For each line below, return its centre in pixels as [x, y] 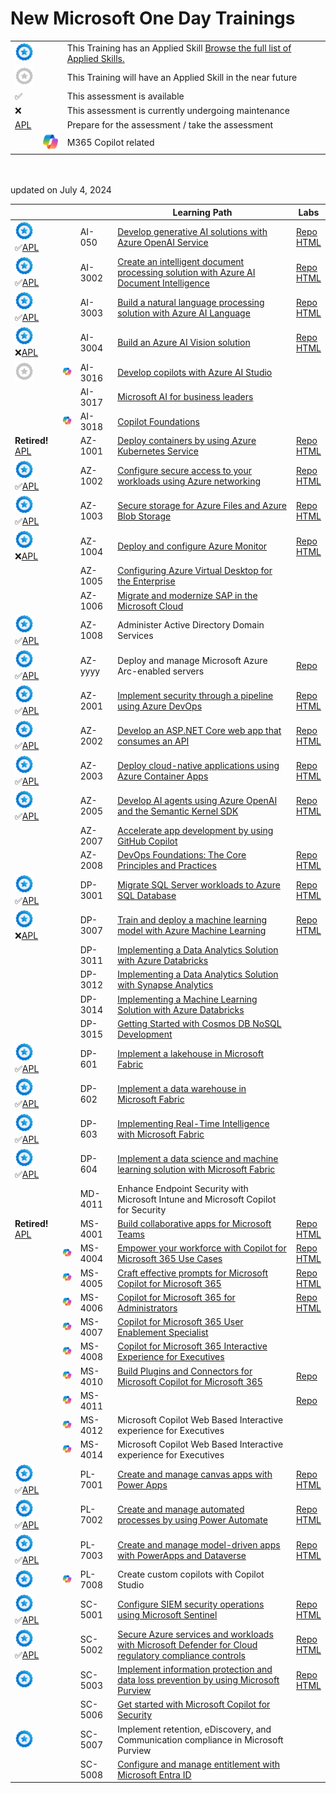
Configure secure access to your [184, 471]
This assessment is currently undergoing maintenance [178, 111]
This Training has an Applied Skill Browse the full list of [179, 48]
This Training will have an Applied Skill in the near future [182, 77]
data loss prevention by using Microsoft [198, 1680]
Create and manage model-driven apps [199, 1544]
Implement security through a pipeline [195, 695]
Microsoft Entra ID [154, 1774]
